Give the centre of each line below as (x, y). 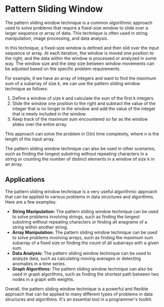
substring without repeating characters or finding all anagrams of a (80, 222)
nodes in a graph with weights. (43, 279)
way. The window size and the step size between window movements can (80, 63)
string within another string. (40, 227)
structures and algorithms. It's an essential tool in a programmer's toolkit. (79, 299)
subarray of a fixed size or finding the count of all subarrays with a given (85, 243)
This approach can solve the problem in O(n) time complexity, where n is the (82, 134)
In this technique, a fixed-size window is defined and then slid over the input (82, 48)
